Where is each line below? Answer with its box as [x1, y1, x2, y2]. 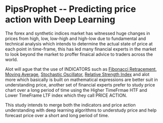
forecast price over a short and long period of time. [5, 112, 110, 118]
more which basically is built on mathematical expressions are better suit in [5, 77, 158, 82]
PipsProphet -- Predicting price [5, 3, 136, 15]
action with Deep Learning [5, 14, 116, 25]
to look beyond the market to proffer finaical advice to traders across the [5, 51, 153, 57]
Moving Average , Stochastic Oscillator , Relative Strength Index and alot [5, 71, 150, 77]
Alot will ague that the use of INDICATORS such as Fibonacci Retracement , [5, 66, 157, 72]
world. [5, 56, 18, 62]
